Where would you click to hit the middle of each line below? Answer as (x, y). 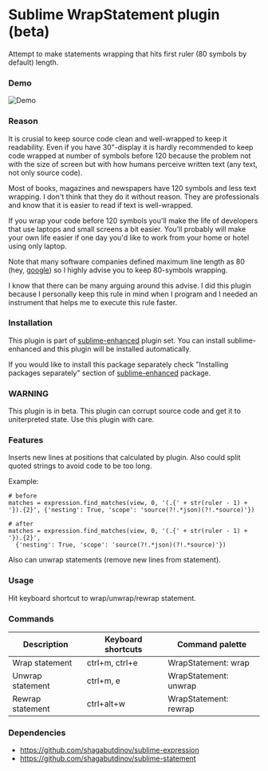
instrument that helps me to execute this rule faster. (93, 302)
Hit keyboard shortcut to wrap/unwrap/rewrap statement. (102, 598)
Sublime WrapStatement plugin (114, 15)
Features (26, 440)
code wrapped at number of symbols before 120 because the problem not (130, 155)
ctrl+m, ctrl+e (112, 663)
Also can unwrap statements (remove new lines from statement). (114, 560)
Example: (24, 482)
